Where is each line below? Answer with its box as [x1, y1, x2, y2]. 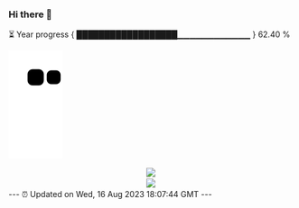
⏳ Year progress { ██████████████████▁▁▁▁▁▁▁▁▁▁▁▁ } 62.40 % [8, 29, 291, 40]
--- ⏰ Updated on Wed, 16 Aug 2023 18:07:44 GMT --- [8, 189, 213, 200]
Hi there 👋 [8, 8, 53, 21]
